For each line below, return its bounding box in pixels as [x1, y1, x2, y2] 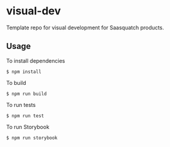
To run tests [6, 101, 36, 108]
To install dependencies [6, 57, 65, 64]
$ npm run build [6, 91, 47, 97]
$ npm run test [6, 112, 44, 119]
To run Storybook [6, 123, 50, 130]
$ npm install [6, 69, 42, 75]
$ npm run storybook [6, 134, 58, 141]
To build [6, 79, 26, 86]
